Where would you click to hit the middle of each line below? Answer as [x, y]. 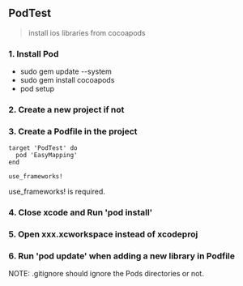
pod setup [37, 89]
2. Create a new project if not [66, 110]
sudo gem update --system [66, 71]
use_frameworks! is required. [57, 192]
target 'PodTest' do [43, 148]
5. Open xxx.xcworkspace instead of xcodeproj [103, 234]
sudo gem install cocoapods [67, 80]
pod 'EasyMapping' [47, 156]
